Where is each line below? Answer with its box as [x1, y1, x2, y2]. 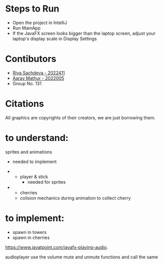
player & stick [20, 174, 49, 180]
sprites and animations [5, 149, 53, 155]
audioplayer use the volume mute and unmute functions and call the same [5, 254, 158, 260]
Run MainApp [12, 25, 41, 31]
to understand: [5, 132, 69, 144]
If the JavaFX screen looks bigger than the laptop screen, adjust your [12, 30, 155, 36]
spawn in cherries [12, 234, 50, 240]
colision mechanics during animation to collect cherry [20, 195, 131, 201]
